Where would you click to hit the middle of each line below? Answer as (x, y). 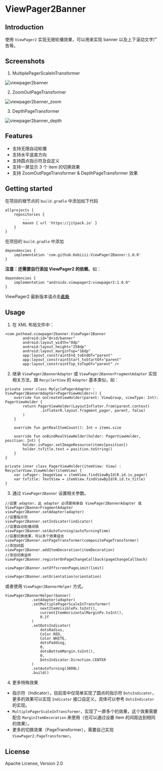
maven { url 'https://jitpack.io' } (60, 223)
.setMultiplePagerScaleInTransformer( (71, 604)
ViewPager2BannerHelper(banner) (38, 596)
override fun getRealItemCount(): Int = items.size (68, 428)
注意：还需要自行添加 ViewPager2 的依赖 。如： (53, 269)
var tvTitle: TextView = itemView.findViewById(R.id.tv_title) (80, 479)
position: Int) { (23, 441)
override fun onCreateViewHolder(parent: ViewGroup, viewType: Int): (86, 398)
